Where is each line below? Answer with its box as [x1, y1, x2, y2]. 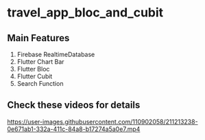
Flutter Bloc [16, 65, 50, 73]
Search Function [16, 80, 64, 87]
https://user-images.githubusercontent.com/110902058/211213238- [7, 117, 198, 126]
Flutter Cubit [16, 72, 53, 80]
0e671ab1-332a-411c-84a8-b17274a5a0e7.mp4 [7, 125, 141, 133]
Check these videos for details [7, 100, 141, 111]
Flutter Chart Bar [16, 58, 64, 66]
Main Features [7, 32, 70, 44]
